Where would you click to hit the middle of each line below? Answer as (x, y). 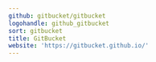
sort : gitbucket (35, 31)
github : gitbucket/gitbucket (57, 16)
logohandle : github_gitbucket (59, 23)
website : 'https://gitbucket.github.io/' (79, 46)
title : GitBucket (37, 38)
